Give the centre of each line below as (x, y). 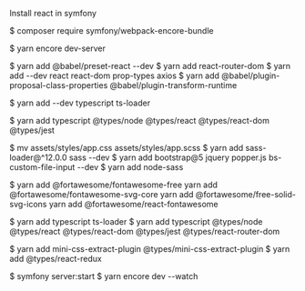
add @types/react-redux (56, 259)
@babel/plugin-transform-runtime (173, 85)
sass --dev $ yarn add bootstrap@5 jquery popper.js (168, 157)
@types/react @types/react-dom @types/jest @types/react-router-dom (145, 231)
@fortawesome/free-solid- (245, 194)
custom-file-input (42, 167)
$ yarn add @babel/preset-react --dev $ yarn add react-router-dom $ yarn (150, 66)
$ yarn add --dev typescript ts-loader (80, 103)
